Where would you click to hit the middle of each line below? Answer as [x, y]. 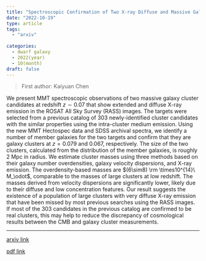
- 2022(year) [29, 58]
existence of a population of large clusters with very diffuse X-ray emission [101, 196]
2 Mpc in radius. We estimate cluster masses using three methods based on [102, 157]
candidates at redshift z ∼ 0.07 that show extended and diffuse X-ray [94, 105]
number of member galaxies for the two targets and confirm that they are [99, 137]
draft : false [23, 69]
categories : [21, 47]
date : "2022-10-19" [31, 18]
